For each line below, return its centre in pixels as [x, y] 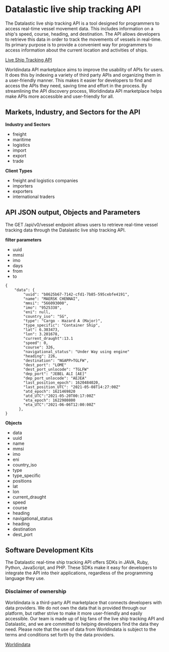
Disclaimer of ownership [36, 591]
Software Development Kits [49, 550]
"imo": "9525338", [43, 308]
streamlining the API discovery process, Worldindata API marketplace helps [84, 91]
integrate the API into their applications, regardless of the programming [79, 573]
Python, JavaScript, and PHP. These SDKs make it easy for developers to [81, 568]
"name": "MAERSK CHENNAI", [52, 299]
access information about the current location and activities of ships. [77, 50]
